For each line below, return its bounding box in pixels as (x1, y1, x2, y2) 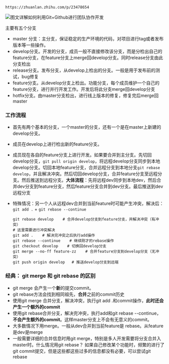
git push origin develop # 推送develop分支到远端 (12, 260, 119, 265)
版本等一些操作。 (12, 42, 49, 48)
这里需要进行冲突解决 (17, 228, 56, 233)
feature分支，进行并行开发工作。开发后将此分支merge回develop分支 (12, 86, 155, 92)
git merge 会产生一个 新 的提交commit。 (12, 285, 94, 291)
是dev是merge (12, 329, 43, 335)
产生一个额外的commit (12, 303, 61, 310)
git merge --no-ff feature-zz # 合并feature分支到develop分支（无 (12, 249, 156, 254)
